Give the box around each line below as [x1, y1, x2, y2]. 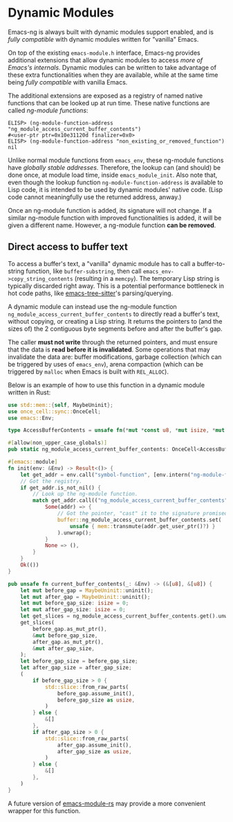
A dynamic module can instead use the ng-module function [8, 302, 177, 311]
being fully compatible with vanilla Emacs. [8, 78, 128, 86]
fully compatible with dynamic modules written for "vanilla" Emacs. [8, 35, 199, 43]
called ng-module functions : [8, 106, 88, 114]
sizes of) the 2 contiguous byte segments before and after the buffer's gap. [8, 324, 223, 333]
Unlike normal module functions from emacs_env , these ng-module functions [8, 156, 224, 164]
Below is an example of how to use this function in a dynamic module [8, 381, 205, 389]
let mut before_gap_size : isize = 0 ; [20, 600, 129, 607]
